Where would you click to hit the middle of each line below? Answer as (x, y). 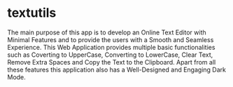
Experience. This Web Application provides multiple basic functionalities (111, 47)
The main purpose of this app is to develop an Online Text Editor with (107, 32)
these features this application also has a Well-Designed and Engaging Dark (116, 69)
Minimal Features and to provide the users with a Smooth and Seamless (111, 39)
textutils (32, 13)
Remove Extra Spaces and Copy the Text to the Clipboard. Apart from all (112, 62)
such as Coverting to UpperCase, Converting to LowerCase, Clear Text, (110, 55)
